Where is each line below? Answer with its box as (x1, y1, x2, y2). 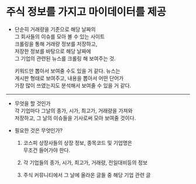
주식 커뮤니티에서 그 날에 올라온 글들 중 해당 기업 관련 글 (23, 171, 151, 178)
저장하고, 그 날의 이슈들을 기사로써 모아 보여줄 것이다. (14, 114, 136, 121)
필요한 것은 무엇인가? (14, 127, 63, 134)
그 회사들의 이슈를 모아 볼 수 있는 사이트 (14, 33, 105, 40)
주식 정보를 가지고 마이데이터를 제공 (6, 5, 166, 19)
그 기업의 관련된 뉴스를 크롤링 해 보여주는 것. (14, 55, 116, 62)
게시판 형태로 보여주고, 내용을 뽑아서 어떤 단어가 (14, 74, 124, 82)
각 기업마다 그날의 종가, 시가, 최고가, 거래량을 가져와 (14, 107, 133, 114)
